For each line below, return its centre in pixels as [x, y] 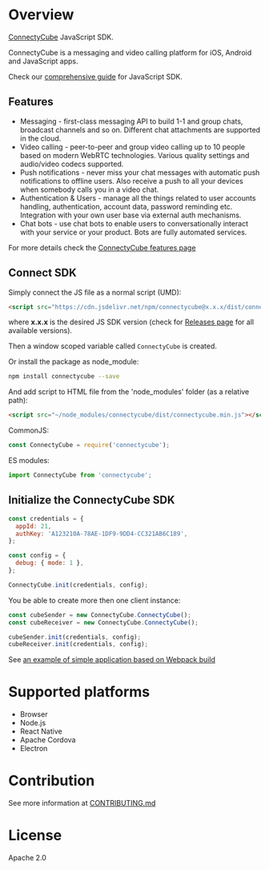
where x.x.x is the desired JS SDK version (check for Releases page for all [131, 322]
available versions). [40, 331]
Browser [34, 714]
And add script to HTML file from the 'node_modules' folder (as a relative [129, 392]
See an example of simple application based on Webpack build [112, 660]
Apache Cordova [48, 740]
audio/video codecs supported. [72, 164]
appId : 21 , [34, 526]
